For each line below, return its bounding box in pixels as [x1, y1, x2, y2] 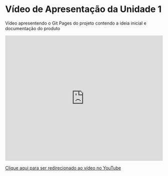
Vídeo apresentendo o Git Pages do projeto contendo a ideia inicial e [5, 20, 146, 26]
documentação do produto [5, 25, 60, 31]
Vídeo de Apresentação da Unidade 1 [5, 4, 161, 15]
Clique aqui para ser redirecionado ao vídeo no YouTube [5, 164, 121, 171]
